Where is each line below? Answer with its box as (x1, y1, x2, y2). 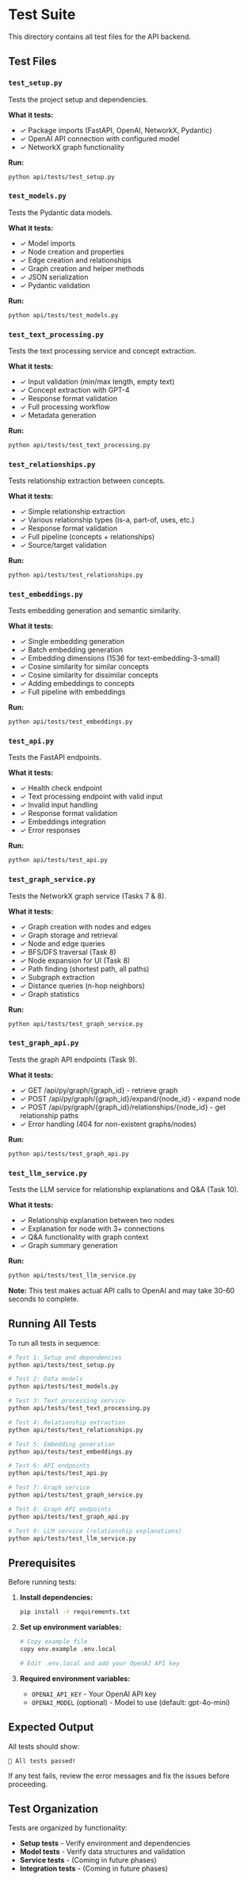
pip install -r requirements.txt (19, 1608, 131, 1616)
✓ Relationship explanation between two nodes (19, 1216, 174, 1224)
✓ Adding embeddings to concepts (19, 679, 135, 688)
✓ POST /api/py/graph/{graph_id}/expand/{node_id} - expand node (19, 1094, 241, 1103)
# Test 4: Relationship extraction (8, 1418, 126, 1427)
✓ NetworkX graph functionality (19, 142, 125, 151)
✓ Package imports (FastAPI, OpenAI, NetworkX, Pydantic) (19, 125, 212, 135)
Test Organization (8, 1802, 99, 1815)
